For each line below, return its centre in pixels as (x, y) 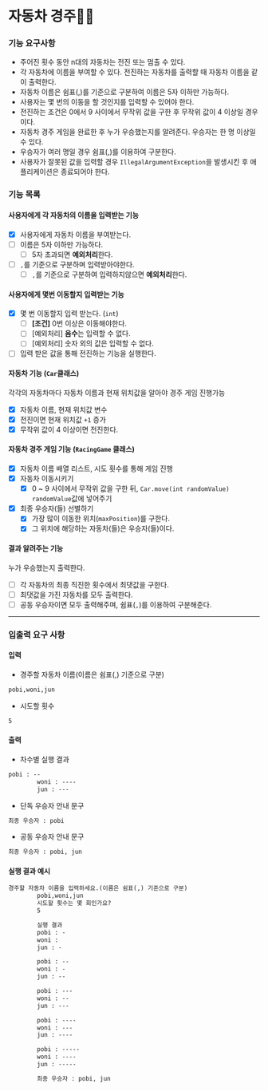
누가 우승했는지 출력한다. (47, 567)
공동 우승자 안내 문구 (52, 837)
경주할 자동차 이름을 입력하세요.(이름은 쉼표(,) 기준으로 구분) (98, 888)
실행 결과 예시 (29, 871)
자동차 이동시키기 (47, 479)
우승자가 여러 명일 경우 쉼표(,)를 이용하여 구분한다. (98, 152)
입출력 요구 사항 (37, 634)
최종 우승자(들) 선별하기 (57, 508)
